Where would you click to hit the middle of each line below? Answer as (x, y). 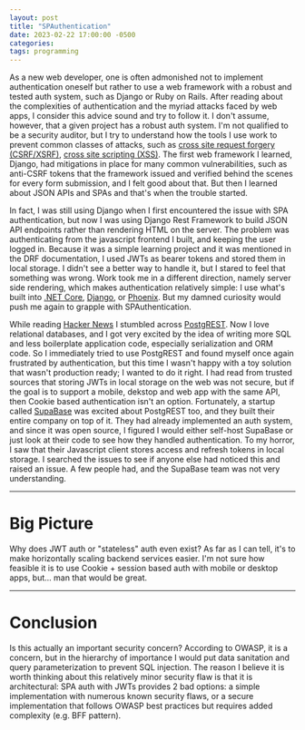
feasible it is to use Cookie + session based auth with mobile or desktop (144, 569)
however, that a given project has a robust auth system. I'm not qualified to (149, 126)
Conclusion (54, 623)
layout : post (34, 18)
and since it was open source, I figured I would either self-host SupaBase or (151, 431)
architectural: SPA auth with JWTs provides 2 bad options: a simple (135, 686)
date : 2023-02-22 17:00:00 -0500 (73, 34)
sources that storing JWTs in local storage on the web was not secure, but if (152, 383)
